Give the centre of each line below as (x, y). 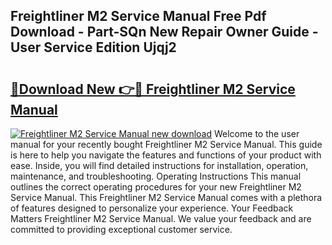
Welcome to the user (256, 133)
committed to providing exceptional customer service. (121, 229)
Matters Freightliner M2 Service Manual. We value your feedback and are (161, 218)
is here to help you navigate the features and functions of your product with (166, 155)
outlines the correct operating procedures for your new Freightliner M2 (156, 187)
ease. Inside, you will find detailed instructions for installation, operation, (159, 165)
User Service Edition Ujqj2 (93, 47)
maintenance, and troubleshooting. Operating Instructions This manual (156, 176)
